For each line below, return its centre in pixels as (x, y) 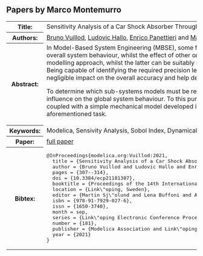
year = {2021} (72, 235)
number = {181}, (75, 223)
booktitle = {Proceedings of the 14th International (126, 184)
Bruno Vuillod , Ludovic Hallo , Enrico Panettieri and (118, 37)
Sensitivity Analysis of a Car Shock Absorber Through (123, 27)
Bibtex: (25, 198)
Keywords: (25, 131)
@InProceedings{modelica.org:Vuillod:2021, (107, 156)
